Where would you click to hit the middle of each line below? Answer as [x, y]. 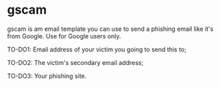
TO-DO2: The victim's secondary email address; [75, 62]
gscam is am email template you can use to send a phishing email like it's [110, 29]
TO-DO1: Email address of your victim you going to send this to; [97, 49]
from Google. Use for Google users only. [64, 36]
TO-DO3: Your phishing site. [47, 76]
